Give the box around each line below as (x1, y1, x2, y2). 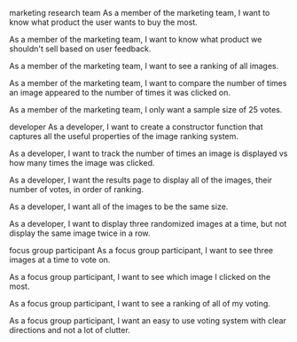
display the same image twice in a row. (9, 228, 151, 238)
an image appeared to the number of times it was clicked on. (9, 88, 231, 97)
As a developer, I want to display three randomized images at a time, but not (9, 219, 287, 229)
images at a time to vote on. (9, 254, 111, 265)
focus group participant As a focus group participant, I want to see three (9, 245, 273, 255)
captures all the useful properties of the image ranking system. (9, 131, 239, 141)
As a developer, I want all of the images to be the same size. (9, 201, 229, 212)
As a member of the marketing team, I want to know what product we (9, 35, 262, 44)
